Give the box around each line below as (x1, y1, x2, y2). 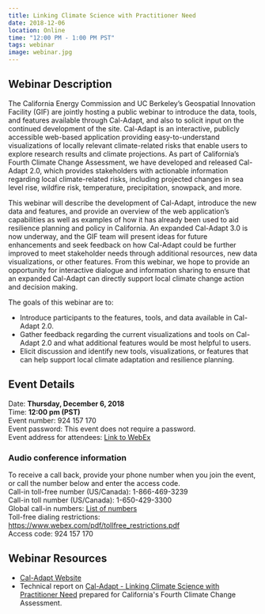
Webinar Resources (8, 551, 108, 566)
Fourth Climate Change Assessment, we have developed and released (8, 157, 237, 167)
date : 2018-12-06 (8, 19, 66, 27)
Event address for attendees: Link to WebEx (8, 432, 151, 442)
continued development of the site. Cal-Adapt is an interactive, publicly (8, 123, 240, 133)
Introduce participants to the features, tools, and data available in (19, 313, 233, 322)
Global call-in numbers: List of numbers (8, 503, 138, 513)
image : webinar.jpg (8, 48, 73, 56)
